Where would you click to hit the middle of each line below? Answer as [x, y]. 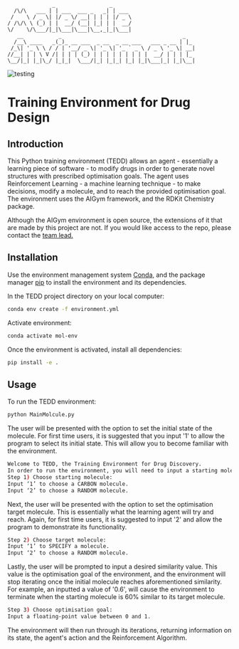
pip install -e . [33, 362]
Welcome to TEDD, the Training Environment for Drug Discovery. [105, 464]
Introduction [36, 144]
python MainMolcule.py [41, 415]
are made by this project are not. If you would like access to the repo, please [119, 228]
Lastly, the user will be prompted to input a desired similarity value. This [113, 566]
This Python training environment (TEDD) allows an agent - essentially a [113, 161]
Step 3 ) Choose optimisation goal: [60, 610]
